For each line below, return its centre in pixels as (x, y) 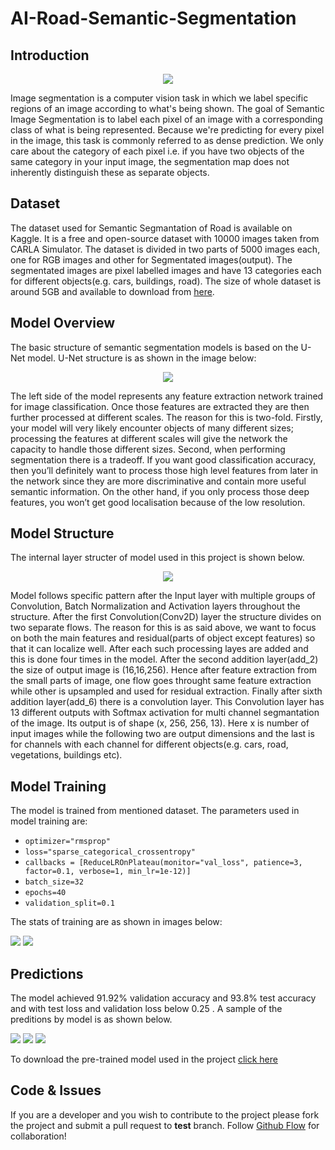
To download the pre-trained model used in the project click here (144, 1059)
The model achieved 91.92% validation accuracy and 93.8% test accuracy (163, 998)
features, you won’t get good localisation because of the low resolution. (158, 502)
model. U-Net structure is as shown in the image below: (142, 358)
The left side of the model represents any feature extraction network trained (167, 396)
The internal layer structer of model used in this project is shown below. (157, 558)
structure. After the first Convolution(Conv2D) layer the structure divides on (166, 617)
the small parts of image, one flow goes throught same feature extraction (161, 681)
